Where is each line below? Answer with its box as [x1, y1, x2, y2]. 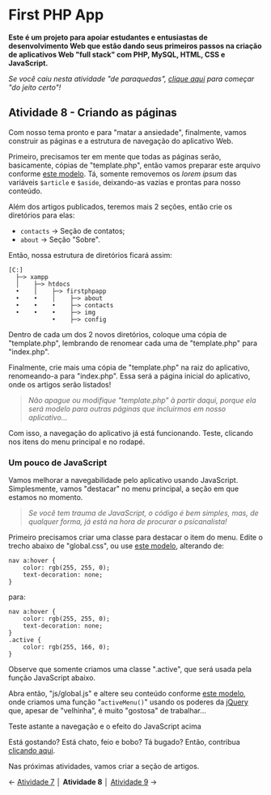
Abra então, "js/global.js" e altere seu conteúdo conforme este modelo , [8, 689, 247, 699]
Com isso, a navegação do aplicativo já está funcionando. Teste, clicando [8, 428, 253, 438]
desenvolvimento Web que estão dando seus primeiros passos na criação [8, 40, 262, 50]
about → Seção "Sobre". [19, 235, 101, 244]
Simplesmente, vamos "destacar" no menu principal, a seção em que [8, 484, 239, 494]
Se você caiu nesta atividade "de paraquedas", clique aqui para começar [8, 74, 255, 83]
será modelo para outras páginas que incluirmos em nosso [28, 404, 227, 413]
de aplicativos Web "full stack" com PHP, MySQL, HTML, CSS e [8, 49, 226, 59]
